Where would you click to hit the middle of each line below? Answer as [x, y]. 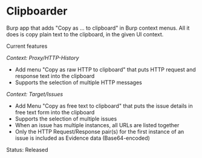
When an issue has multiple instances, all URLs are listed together [97, 125]
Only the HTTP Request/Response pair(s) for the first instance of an [99, 131]
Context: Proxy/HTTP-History [43, 58]
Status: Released [27, 150]
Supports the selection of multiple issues [66, 119]
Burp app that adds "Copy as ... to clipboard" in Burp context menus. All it [98, 28]
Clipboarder [37, 11]
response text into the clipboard [55, 76]
